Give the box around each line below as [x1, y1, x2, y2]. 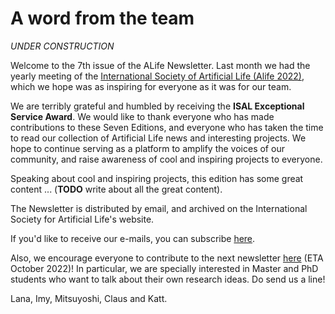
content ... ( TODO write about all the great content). [10, 183, 223, 195]
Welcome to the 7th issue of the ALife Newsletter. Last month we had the [10, 59, 311, 71]
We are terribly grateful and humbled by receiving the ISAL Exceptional [10, 100, 305, 112]
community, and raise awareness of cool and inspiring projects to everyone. [10, 153, 323, 165]
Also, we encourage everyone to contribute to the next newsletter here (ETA [10, 252, 324, 264]
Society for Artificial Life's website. [10, 213, 155, 225]
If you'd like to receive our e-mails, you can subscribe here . [10, 232, 256, 244]
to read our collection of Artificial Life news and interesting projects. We [10, 132, 307, 144]
